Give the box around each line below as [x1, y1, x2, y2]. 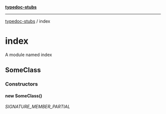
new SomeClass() [5, 93, 42, 99]
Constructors [5, 81, 38, 87]
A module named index [5, 52, 52, 57]
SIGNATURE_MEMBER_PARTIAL [5, 104, 71, 110]
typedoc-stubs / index [5, 18, 50, 24]
